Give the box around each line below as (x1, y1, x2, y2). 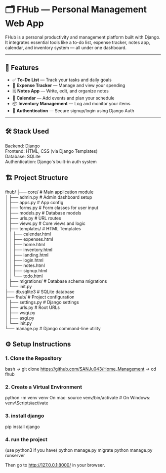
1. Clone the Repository (5, 354, 62, 361)
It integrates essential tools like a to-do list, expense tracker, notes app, (5, 39, 151, 45)
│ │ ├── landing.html (5, 252, 48, 258)
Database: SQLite (5, 153, 41, 159)
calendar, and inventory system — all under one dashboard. (5, 44, 127, 50)
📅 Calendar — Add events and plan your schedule (12, 95, 115, 101)
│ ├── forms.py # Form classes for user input (5, 205, 99, 211)
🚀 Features (5, 64, 39, 72)
